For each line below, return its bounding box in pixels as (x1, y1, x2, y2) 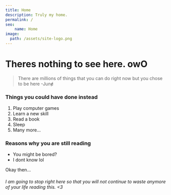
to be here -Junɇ (17, 81, 54, 87)
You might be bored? (12, 151, 58, 158)
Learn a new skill (12, 111, 49, 117)
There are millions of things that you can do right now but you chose (17, 75, 163, 81)
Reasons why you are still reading (5, 140, 91, 147)
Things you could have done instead (5, 93, 98, 101)
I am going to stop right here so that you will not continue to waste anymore (5, 179, 166, 185)
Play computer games (12, 105, 60, 111)
